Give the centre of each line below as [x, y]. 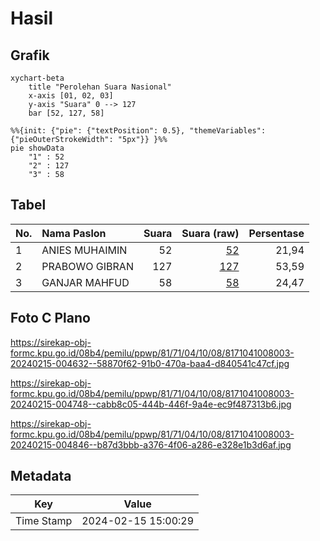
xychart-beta [37, 78]
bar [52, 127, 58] [66, 113]
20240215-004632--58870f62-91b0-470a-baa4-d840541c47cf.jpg [150, 363]
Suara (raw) [210, 233]
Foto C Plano [50, 318]
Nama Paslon [74, 233]
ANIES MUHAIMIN [84, 250]
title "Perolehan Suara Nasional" [100, 87]
